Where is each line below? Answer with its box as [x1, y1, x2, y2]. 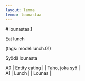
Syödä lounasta [5, 55, 38, 61]
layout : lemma [5, 7, 35, 13]
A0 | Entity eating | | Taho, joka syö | [5, 65, 80, 71]
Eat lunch [5, 36, 25, 42]
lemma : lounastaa [5, 12, 42, 17]
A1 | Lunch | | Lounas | [5, 70, 51, 76]
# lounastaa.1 [5, 26, 33, 32]
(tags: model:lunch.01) [5, 45, 51, 51]
